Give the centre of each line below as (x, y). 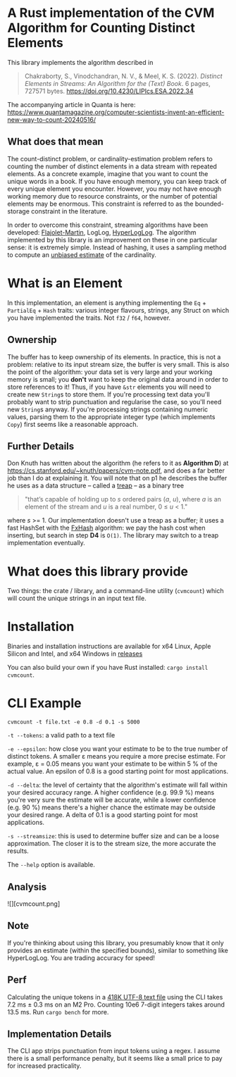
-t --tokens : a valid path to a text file (61, 735)
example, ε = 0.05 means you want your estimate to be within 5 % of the (112, 764)
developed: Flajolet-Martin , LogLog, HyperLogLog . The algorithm (102, 232)
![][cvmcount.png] (34, 904)
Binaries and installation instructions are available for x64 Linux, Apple (109, 647)
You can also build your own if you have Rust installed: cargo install (108, 668)
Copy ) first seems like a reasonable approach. (73, 424)
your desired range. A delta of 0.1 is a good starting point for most (103, 815)
